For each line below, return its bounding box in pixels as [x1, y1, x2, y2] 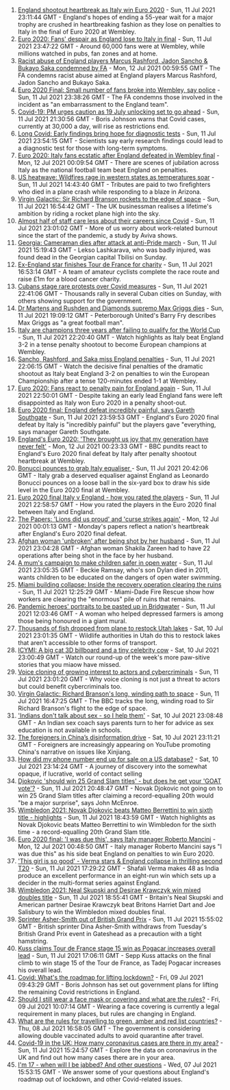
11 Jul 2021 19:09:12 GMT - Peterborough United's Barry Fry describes [17, 312, 216, 319]
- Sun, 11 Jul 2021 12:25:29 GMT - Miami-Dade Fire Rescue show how [17, 588, 215, 596]
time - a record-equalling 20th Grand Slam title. [17, 828, 152, 836]
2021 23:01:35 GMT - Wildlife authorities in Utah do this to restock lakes [17, 631, 221, 639]
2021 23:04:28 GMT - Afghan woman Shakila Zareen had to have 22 [17, 544, 211, 552]
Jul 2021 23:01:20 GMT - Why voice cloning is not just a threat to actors [17, 675, 220, 683]
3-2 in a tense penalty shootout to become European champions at [17, 340, 207, 348]
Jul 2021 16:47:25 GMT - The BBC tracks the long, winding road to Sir [17, 697, 214, 705]
